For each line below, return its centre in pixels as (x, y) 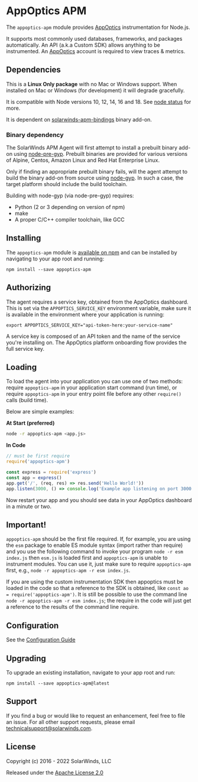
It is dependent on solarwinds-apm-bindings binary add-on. (79, 119)
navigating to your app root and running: (55, 259)
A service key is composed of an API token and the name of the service (93, 336)
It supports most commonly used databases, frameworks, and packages (94, 38)
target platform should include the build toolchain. (67, 184)
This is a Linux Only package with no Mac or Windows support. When (92, 84)
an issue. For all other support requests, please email (71, 722)
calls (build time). (27, 400)
